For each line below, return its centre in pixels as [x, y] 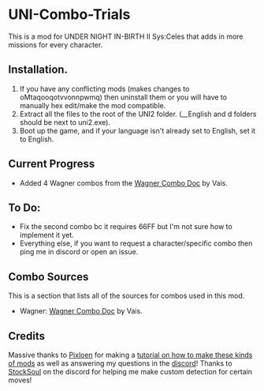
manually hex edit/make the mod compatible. [93, 105]
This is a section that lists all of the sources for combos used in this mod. [126, 296]
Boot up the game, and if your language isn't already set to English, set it [138, 130]
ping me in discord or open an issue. [79, 252]
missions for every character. [56, 44]
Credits [27, 336]
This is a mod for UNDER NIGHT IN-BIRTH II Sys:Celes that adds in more [126, 36]
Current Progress [52, 164]
